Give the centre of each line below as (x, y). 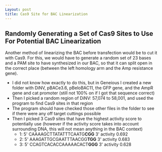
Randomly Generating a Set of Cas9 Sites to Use (79, 34)
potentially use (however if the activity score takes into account (75, 124)
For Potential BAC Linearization (53, 41)
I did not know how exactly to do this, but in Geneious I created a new (81, 83)
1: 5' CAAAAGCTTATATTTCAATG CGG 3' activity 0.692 (73, 134)
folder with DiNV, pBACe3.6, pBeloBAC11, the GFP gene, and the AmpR (83, 88)
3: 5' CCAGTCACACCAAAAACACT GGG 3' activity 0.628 (75, 144)
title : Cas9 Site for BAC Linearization (47, 14)
